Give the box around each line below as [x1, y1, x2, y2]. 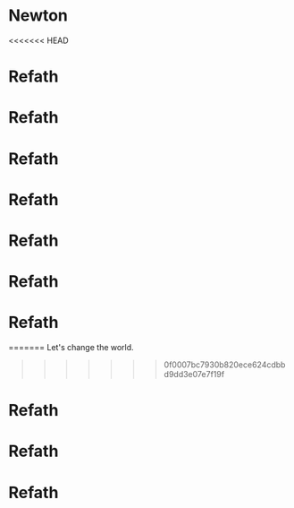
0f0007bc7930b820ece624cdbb [164, 359, 286, 370]
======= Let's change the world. [8, 342, 135, 352]
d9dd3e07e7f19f [164, 369, 225, 379]
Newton [8, 5, 69, 26]
